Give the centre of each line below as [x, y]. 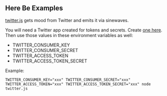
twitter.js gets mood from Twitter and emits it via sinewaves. [67, 20]
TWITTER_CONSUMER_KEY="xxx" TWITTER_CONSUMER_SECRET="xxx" [68, 79]
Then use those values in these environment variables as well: [69, 35]
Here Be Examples [34, 8]
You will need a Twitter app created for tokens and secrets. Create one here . [84, 30]
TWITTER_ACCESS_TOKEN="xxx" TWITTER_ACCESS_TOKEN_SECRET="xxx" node [78, 84]
